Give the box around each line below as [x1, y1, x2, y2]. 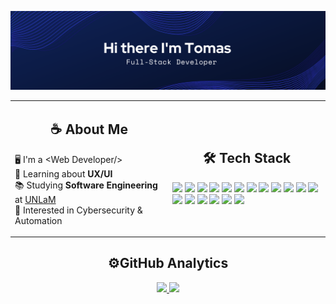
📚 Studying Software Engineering [14, 179, 158, 191]
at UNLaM [14, 193, 57, 205]
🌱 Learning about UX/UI [14, 167, 113, 180]
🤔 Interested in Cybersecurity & [14, 204, 143, 216]
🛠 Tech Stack [202, 150, 292, 167]
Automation [14, 214, 63, 226]
